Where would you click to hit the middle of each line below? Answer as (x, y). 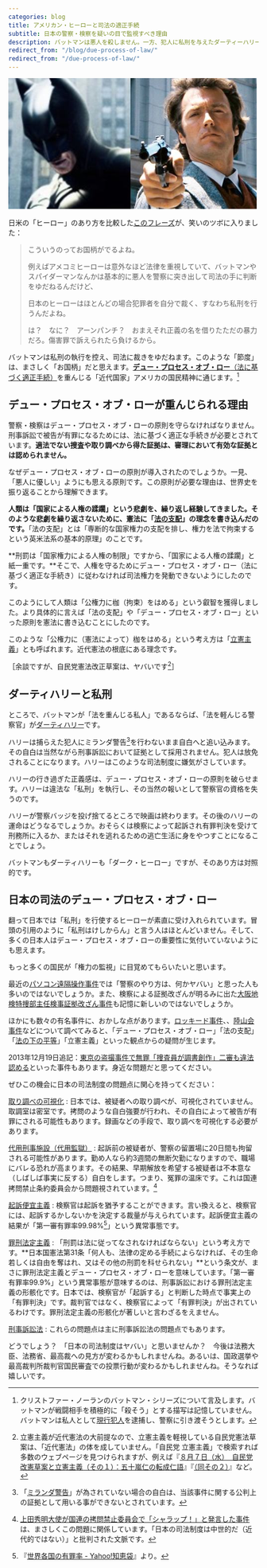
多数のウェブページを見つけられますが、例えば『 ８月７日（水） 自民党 (136, 1457)
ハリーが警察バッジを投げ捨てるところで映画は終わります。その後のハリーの (133, 815)
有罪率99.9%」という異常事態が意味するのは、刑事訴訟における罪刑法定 (127, 1282)
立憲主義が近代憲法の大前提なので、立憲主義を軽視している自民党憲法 (134, 1437)
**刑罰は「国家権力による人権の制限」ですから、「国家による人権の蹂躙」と (132, 556)
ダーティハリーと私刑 (60, 694)
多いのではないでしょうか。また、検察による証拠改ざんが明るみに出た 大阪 (130, 994)
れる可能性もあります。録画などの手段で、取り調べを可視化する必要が (143, 1121)
